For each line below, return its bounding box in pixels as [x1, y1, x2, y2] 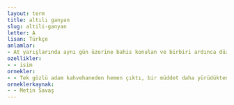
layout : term [7, 10, 45, 17]
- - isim [7, 61, 33, 68]
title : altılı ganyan [7, 17, 70, 23]
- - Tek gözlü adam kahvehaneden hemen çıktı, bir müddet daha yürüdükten [7, 74, 229, 82]
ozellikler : [7, 55, 42, 62]
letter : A [7, 29, 36, 37]
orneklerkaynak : [7, 81, 54, 88]
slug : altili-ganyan [7, 23, 68, 30]
